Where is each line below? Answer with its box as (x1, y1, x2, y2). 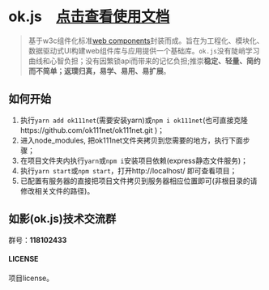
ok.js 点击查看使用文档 (8, 7, 170, 26)
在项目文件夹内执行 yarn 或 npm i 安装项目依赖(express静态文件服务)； (19, 156, 249, 165)
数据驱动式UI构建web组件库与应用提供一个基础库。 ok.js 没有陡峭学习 (28, 45, 260, 55)
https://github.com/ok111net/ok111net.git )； (19, 125, 164, 134)
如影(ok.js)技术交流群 (8, 212, 117, 226)
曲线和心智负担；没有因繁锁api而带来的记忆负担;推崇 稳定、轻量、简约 (28, 56, 261, 66)
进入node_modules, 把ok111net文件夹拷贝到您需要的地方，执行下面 (19, 135, 243, 145)
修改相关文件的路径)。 (19, 186, 95, 195)
